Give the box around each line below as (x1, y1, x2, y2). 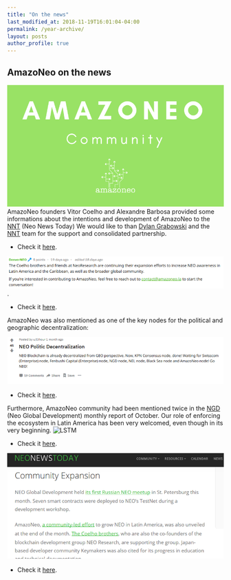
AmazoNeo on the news (7, 66, 112, 78)
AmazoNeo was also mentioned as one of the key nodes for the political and (7, 316, 223, 324)
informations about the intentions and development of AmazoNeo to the (7, 215, 210, 223)
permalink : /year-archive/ (7, 25, 85, 32)
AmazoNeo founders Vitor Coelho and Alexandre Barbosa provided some (7, 208, 214, 216)
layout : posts (7, 33, 48, 40)
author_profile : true (7, 40, 69, 47)
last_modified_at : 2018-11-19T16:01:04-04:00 (7, 18, 140, 25)
